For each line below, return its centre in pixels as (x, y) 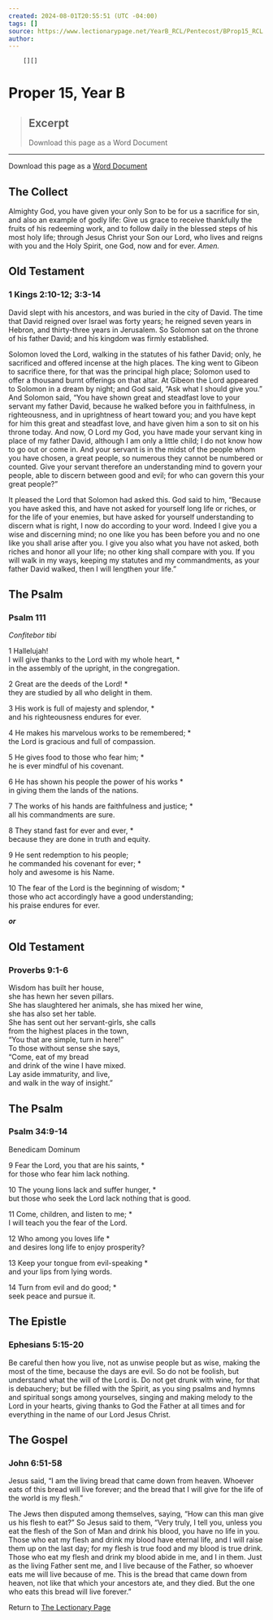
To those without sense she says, (64, 1049)
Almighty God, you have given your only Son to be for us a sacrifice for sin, (134, 212)
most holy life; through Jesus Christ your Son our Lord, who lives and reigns (136, 238)
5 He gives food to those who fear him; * (76, 757)
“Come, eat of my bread (49, 1057)
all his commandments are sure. (62, 815)
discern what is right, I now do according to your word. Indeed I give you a (133, 525)
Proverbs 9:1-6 (39, 970)
